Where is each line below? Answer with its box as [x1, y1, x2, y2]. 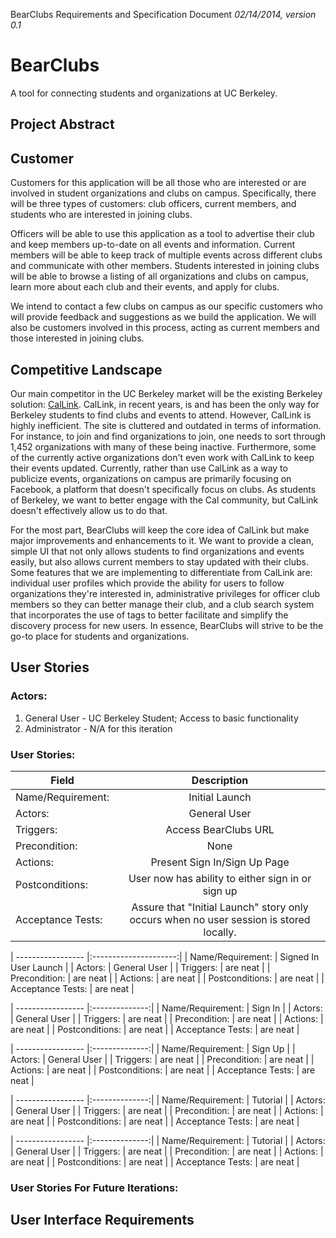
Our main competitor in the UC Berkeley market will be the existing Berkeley [10, 387, 323, 399]
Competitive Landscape [10, 361, 163, 378]
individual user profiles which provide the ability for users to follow [10, 577, 285, 589]
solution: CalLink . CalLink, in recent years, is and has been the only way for [10, 398, 320, 410]
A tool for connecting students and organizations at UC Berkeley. [10, 87, 278, 99]
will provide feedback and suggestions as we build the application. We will [10, 311, 317, 323]
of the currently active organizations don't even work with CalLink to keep [10, 451, 315, 463]
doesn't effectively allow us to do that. [10, 504, 168, 516]
